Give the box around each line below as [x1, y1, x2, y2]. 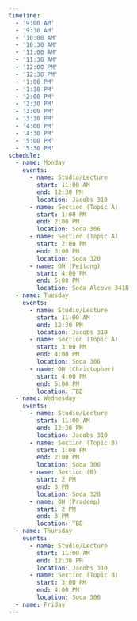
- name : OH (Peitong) [29, 262, 101, 270]
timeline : [8, 11, 41, 20]
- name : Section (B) [29, 468, 97, 476]
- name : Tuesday [15, 291, 69, 299]
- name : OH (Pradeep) [29, 497, 101, 505]
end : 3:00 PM [36, 247, 80, 255]
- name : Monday [15, 159, 66, 167]
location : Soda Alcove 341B [36, 284, 129, 292]
